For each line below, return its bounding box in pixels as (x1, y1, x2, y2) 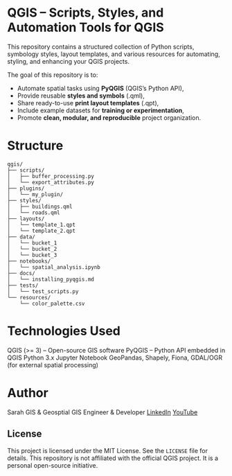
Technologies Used (7, 324, 121, 339)
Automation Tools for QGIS (7, 19, 164, 35)
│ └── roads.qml (7, 209, 60, 216)
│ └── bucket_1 (7, 239, 57, 247)
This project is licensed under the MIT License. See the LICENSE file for (7, 446, 208, 455)
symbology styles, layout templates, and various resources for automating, (7, 50, 220, 58)
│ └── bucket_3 (7, 252, 57, 258)
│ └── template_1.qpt (7, 221, 76, 228)
